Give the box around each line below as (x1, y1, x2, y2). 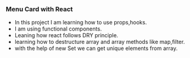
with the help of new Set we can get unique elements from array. (14, 45, 178, 52)
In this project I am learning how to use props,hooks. (14, 19, 147, 26)
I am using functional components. (14, 25, 102, 32)
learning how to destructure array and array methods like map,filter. (14, 38, 185, 46)
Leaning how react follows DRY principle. (14, 32, 119, 39)
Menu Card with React (5, 5, 73, 13)
